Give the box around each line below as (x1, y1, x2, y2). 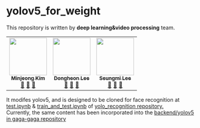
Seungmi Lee (98, 75, 132, 81)
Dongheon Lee (53, 75, 90, 81)
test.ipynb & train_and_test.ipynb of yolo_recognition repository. (6, 102, 164, 109)
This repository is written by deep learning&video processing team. (6, 24, 175, 31)
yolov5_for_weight (6, 4, 101, 18)
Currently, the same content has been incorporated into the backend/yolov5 (6, 109, 194, 116)
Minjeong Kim (11, 75, 45, 81)
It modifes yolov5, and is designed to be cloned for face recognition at (6, 96, 180, 103)
